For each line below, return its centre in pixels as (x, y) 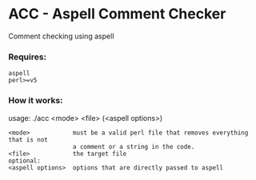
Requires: (27, 57)
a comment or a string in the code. (134, 146)
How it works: (36, 101)
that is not (28, 140)
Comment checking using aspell (61, 36)
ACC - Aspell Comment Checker (117, 14)
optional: (25, 161)
